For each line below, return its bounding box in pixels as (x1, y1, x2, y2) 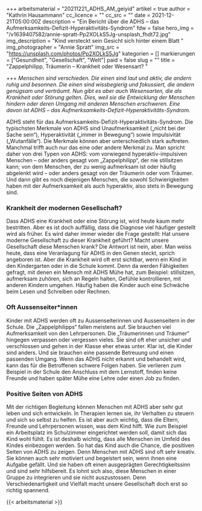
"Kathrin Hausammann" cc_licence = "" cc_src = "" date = (6, 11, 151, 19)
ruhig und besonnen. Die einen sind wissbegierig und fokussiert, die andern (6, 81, 195, 88)
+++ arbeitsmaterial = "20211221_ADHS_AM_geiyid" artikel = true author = (6, 5, 191, 12)
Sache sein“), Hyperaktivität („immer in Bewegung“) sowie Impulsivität (6, 131, 181, 138)
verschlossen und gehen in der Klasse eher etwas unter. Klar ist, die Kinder (6, 342, 193, 349)
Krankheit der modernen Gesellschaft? (6, 203, 122, 212)
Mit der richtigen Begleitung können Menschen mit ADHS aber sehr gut (6, 403, 183, 410)
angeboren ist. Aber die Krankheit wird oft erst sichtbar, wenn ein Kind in (6, 256, 187, 263)
